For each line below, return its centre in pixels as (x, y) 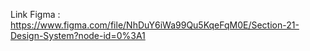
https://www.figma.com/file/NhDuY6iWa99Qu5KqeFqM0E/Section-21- (155, 25)
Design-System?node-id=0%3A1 (78, 35)
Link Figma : (35, 14)
